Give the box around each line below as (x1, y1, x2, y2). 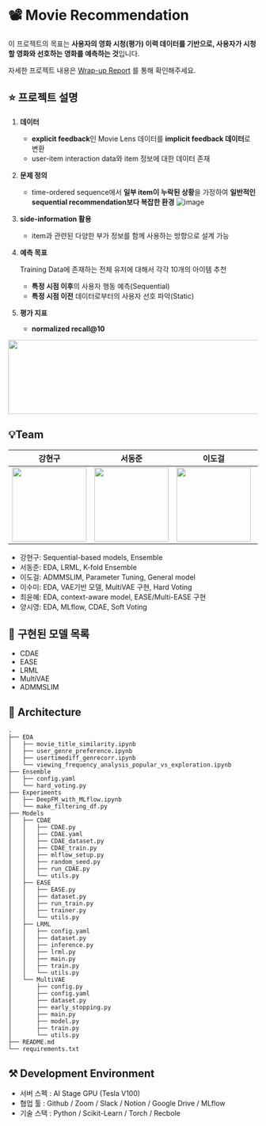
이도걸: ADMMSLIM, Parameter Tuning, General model (19, 572, 196, 582)
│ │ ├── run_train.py (8, 900, 93, 907)
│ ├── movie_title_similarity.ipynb (8, 740, 136, 748)
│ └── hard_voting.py (8, 782, 87, 790)
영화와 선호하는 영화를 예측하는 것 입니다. (16, 48, 140, 58)
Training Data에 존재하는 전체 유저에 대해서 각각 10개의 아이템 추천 (19, 264, 227, 274)
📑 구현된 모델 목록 (8, 627, 89, 641)
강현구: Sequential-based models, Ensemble (19, 552, 163, 562)
